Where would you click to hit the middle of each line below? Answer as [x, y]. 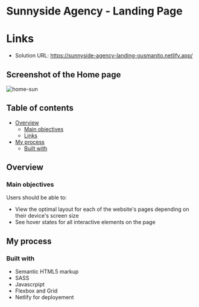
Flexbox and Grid [36, 291]
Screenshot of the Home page [64, 75]
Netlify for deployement [44, 297]
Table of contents [40, 108]
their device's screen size [47, 216]
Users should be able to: [37, 198]
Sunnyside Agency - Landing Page [94, 11]
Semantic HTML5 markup [47, 272]
